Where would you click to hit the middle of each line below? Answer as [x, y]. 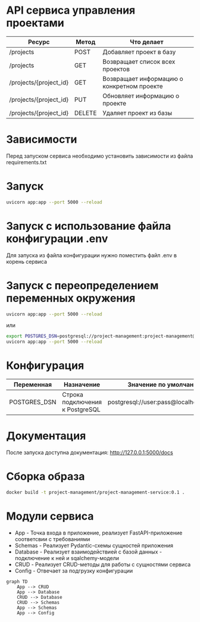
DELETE [85, 112]
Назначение [82, 385]
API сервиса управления [71, 10]
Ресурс [39, 42]
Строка [73, 395]
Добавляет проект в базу [139, 52]
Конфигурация [45, 366]
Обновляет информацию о [141, 96]
